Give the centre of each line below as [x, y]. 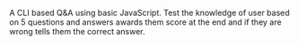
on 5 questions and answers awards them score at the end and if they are [145, 22]
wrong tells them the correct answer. [77, 31]
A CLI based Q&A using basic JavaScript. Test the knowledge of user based [149, 13]
